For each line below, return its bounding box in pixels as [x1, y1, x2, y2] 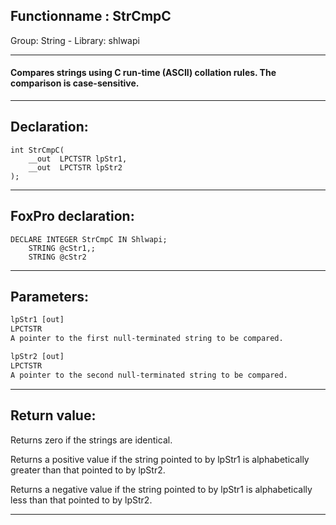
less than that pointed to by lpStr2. [10, 494, 153, 506]
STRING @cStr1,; [28, 243, 97, 253]
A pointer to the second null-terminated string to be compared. [10, 370, 288, 380]
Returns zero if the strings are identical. [10, 434, 173, 446]
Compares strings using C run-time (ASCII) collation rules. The [10, 67, 277, 79]
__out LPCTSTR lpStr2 [28, 162, 123, 173]
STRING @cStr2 [28, 252, 87, 262]
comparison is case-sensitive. [10, 77, 140, 89]
